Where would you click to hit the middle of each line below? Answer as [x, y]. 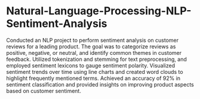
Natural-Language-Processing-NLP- [99, 11]
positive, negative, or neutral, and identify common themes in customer [94, 52]
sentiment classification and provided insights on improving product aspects [100, 84]
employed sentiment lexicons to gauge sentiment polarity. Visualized [90, 65]
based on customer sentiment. [44, 91]
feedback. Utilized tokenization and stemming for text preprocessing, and [96, 59]
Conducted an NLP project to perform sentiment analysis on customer [93, 40]
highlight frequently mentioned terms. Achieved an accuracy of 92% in [93, 78]
